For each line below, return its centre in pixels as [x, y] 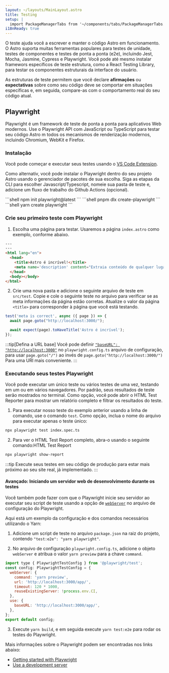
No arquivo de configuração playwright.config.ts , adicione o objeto [84, 549]
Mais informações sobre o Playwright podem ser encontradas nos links [79, 644]
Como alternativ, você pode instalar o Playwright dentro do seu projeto [78, 174]
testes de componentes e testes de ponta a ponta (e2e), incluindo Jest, [79, 54]
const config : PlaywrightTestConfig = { [48, 568]
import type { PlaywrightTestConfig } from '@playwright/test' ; [74, 563]
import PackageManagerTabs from [44, 24]
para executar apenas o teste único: [50, 421]
